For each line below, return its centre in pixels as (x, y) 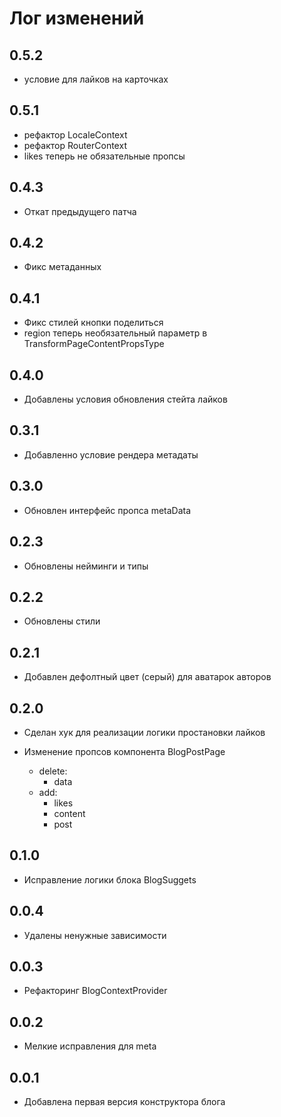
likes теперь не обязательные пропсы (104, 156)
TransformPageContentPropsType (94, 344)
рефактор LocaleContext (75, 134)
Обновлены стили (62, 621)
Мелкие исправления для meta (90, 1046)
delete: (53, 771)
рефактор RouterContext (75, 145)
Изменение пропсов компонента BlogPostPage (124, 751)
